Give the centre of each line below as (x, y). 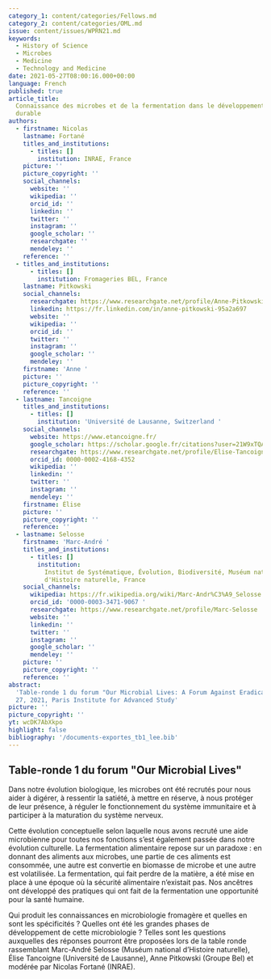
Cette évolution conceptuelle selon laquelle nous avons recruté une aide (128, 831)
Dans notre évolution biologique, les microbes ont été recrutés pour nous (130, 790)
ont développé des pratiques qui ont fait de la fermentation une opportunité (133, 891)
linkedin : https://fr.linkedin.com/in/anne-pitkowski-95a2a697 (138, 309)
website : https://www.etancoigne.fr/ (93, 437)
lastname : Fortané (54, 136)
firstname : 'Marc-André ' (67, 542)
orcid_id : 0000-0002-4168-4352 (82, 459)
